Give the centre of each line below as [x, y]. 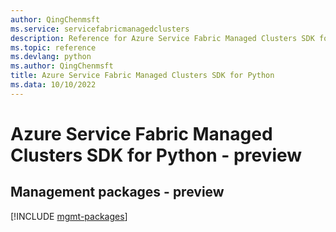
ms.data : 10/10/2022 [53, 85]
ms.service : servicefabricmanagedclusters [100, 29]
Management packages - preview [117, 192]
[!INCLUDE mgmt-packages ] [69, 216]
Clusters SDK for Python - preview [156, 155]
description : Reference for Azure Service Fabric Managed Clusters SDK [162, 38]
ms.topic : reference [53, 47]
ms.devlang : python [51, 57]
